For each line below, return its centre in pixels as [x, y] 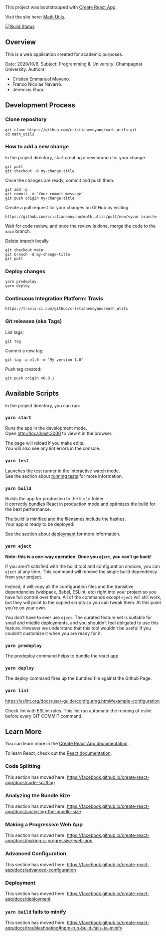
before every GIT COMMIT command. [44, 716]
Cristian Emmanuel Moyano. [41, 79]
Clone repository [26, 119]
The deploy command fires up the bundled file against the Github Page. [79, 678]
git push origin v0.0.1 [30, 378]
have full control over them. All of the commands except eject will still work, [83, 597]
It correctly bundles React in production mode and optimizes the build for [80, 504]
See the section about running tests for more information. [64, 476]
